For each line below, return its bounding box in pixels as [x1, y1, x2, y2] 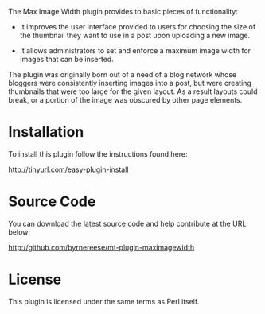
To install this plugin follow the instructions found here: [8, 149, 189, 158]
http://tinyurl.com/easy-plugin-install [8, 165, 129, 174]
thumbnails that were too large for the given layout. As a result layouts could [8, 87, 258, 96]
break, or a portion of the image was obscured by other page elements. [8, 95, 243, 104]
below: [8, 227, 30, 237]
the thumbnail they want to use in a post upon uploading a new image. [19, 31, 251, 40]
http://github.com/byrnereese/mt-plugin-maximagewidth [8, 242, 195, 252]
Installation [8, 123, 84, 141]
